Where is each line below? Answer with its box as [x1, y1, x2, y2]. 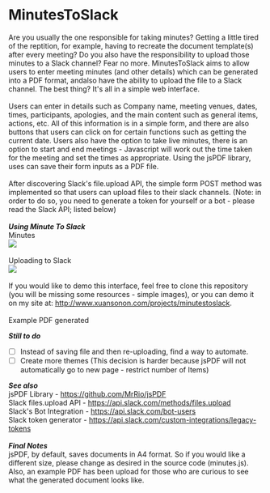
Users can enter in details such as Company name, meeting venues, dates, [8, 101, 258, 111]
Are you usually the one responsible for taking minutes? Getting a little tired [8, 32, 259, 42]
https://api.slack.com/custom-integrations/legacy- [88, 415, 257, 425]
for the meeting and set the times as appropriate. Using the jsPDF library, [8, 152, 251, 163]
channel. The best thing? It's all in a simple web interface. [8, 83, 200, 94]
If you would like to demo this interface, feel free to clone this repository [8, 281, 249, 291]
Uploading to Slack [8, 255, 72, 265]
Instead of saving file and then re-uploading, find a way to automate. [19, 346, 249, 356]
